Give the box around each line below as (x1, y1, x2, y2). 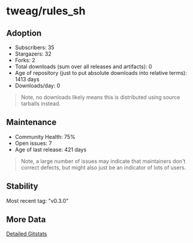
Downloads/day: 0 (14, 82, 61, 89)
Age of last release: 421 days (14, 145, 87, 153)
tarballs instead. (20, 100, 61, 107)
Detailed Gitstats (6, 230, 47, 238)
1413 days (14, 76, 40, 83)
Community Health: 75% (14, 133, 76, 140)
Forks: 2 (14, 57, 35, 63)
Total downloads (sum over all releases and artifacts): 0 (14, 63, 152, 70)
